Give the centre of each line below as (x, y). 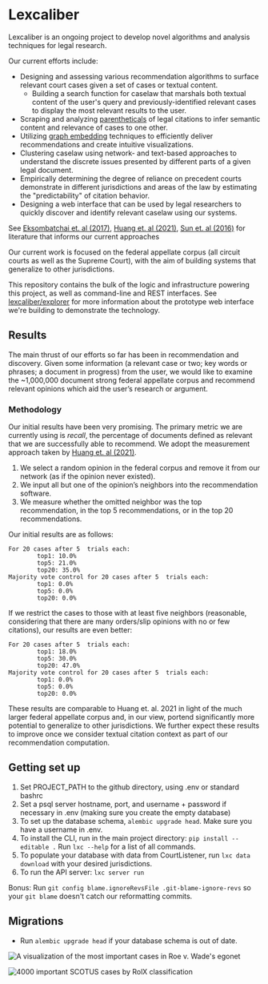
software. (36, 493)
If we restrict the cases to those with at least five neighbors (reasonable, (128, 613)
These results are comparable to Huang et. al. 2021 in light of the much (125, 709)
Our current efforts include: (53, 61)
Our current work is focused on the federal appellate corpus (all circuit (124, 252)
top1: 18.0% (57, 652)
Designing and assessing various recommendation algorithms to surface (139, 76)
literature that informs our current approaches (84, 236)
